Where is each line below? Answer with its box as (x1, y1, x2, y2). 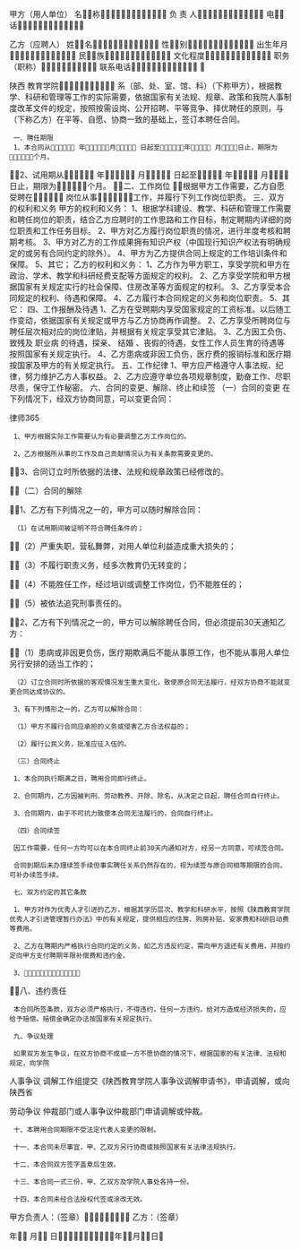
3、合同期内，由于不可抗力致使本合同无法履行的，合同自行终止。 (13, 809, 218, 818)
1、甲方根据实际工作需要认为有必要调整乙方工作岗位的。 (13, 432, 191, 441)
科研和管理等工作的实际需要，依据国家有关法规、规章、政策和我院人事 (24, 91, 284, 102)
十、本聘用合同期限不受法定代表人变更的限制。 (13, 1125, 160, 1134)
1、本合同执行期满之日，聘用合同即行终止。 (13, 774, 151, 783)
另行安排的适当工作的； (9, 659, 96, 668)
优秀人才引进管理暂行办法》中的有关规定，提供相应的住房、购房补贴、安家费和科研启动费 (9, 915, 289, 924)
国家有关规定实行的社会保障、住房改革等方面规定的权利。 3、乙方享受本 (16, 281, 284, 292)
